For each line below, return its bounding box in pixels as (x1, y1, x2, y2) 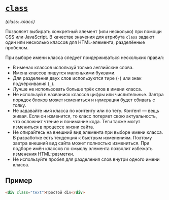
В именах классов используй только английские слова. (12, 64, 134, 70)
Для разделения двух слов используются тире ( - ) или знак (12, 75, 142, 81)
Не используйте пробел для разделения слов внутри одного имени (12, 156, 160, 162)
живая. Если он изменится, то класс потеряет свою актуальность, (12, 113, 157, 119)
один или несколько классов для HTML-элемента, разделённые (5, 39, 145, 45)
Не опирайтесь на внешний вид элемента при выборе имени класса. (12, 129, 163, 135)
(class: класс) (5, 18, 36, 24)
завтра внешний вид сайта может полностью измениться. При (12, 140, 150, 146)
